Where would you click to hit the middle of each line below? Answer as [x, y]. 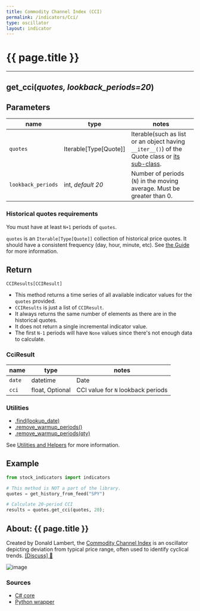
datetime [44, 380]
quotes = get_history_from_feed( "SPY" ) [56, 494]
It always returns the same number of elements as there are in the [96, 314]
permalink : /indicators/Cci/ [42, 17]
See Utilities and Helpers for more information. [63, 445]
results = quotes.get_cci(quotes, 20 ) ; [56, 510]
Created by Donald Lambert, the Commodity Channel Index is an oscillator [97, 542]
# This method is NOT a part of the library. [63, 488]
